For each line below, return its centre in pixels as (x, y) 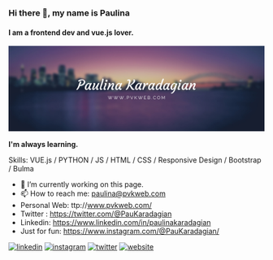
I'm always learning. (43, 145)
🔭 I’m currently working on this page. (82, 184)
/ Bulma (21, 169)
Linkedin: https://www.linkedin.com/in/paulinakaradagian (115, 223)
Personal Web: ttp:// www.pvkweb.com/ (86, 206)
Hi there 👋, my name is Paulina (69, 13)
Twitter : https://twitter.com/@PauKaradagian (96, 214)
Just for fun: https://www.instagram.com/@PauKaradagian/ (119, 232)
